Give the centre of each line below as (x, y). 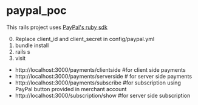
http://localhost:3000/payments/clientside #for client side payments (101, 69)
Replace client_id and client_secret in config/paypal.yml (85, 39)
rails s (22, 51)
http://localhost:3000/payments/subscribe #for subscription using (98, 83)
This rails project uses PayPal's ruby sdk (57, 27)
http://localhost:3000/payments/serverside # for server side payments (104, 76)
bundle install (32, 45)
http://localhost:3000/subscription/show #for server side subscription (103, 95)
